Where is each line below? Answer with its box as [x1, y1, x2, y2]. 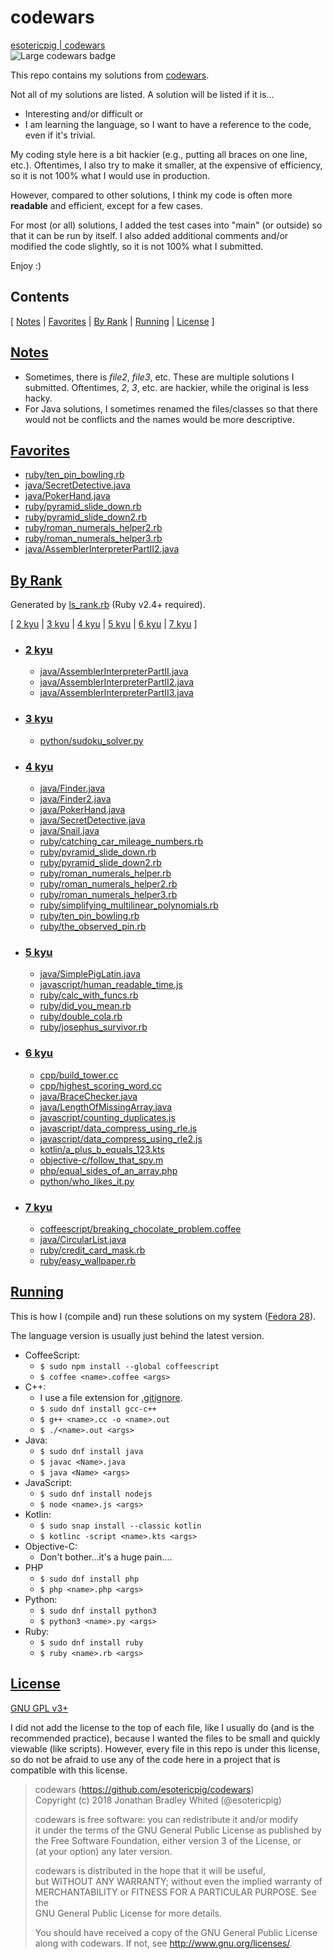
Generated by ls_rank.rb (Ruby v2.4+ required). [10, 599, 206, 611]
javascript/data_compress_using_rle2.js [39, 1132, 203, 1145]
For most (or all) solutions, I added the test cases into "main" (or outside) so [10, 219, 323, 231]
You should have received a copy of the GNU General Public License [34, 1926, 318, 1938]
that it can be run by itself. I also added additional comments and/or [10, 229, 289, 241]
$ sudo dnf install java [39, 1446, 144, 1456]
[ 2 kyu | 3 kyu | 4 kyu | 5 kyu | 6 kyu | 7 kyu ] [10, 618, 198, 630]
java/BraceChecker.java [39, 1090, 138, 1102]
